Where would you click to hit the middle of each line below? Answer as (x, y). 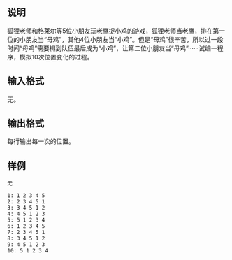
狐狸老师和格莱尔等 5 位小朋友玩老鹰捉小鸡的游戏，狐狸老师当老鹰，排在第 (113, 31)
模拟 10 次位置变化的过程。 (56, 57)
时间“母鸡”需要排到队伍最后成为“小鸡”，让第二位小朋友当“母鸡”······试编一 (113, 48)
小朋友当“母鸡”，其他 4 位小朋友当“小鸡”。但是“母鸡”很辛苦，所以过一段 (121, 39)
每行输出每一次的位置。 (41, 141)
